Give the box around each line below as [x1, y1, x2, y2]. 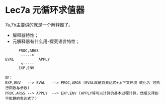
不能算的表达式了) [5, 96, 37, 101]
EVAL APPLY [5, 57, 50, 62]
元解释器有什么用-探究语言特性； [12, 38, 81, 44]
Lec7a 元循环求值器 [5, 4, 84, 16]
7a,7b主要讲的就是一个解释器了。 [5, 22, 73, 28]
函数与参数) [8, 85, 30, 90]
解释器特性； [12, 32, 39, 38]
